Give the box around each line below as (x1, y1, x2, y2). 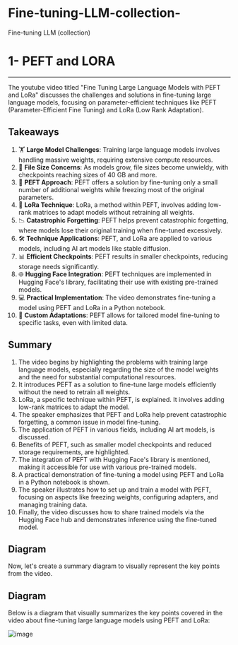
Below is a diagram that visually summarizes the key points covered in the (8, 609, 223, 617)
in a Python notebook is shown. (18, 478, 110, 486)
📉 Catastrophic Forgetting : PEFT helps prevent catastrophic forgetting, (18, 215, 229, 224)
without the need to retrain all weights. (18, 387, 131, 396)
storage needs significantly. (18, 262, 100, 271)
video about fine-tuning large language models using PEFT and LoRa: (8, 616, 210, 625)
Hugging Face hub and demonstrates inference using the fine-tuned (18, 515, 218, 523)
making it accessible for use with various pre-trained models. (18, 463, 197, 471)
